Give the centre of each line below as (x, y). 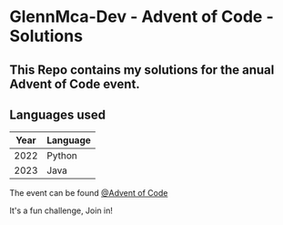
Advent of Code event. (75, 84)
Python (62, 156)
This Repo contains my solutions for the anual (142, 70)
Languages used (58, 114)
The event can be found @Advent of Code (89, 193)
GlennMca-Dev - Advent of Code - (142, 17)
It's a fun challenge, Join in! (61, 210)
